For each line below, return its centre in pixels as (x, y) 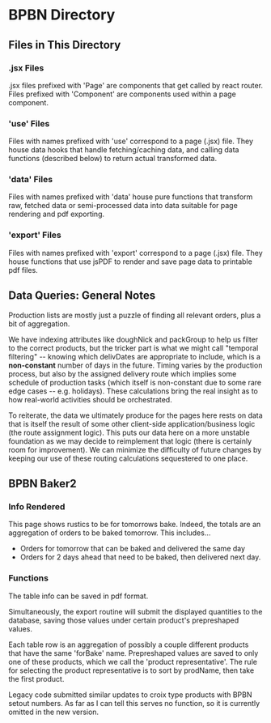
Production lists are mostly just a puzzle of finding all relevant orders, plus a (135, 315)
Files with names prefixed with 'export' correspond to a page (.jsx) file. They (135, 253)
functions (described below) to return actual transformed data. (112, 159)
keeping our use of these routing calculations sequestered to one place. (128, 458)
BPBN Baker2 (42, 483)
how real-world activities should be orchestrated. (90, 399)
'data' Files (31, 180)
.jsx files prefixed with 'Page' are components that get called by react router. (136, 85)
